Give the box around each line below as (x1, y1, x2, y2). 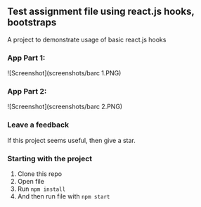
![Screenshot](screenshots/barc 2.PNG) (7, 102, 123, 111)
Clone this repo (17, 170, 62, 178)
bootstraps (7, 17, 57, 29)
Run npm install (17, 184, 66, 193)
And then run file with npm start (17, 192, 110, 200)
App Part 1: (7, 53, 46, 63)
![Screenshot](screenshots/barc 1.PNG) (7, 69, 122, 77)
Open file (17, 177, 44, 185)
